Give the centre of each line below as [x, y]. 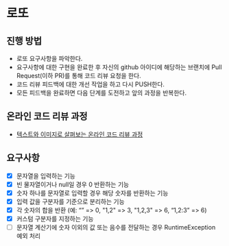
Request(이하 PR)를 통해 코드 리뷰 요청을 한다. [79, 76]
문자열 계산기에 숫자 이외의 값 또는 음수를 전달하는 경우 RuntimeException [116, 227]
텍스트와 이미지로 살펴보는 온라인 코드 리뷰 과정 [80, 134]
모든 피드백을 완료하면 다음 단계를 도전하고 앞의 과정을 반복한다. [101, 93]
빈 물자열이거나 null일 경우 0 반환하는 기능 [73, 184]
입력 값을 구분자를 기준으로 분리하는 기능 [70, 201]
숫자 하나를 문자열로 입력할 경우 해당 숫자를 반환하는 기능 [92, 193]
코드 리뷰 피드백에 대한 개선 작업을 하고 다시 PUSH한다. [91, 84]
